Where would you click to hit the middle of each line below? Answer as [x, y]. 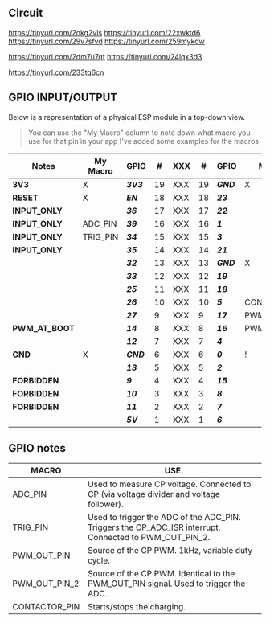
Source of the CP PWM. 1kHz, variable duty [170, 551]
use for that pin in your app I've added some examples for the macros [143, 141]
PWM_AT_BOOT [43, 328]
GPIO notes [37, 448]
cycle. [99, 560]
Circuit [26, 13]
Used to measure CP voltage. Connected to [169, 484]
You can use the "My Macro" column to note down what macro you [139, 133]
